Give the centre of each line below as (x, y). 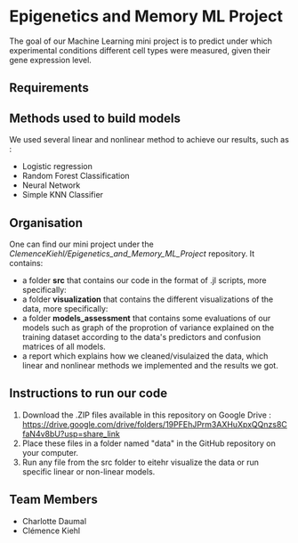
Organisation (46, 223)
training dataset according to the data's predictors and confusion (141, 336)
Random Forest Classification (76, 176)
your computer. (50, 452)
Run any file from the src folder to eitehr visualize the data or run (141, 462)
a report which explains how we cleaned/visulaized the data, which (145, 356)
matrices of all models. (64, 346)
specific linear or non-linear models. (89, 471)
